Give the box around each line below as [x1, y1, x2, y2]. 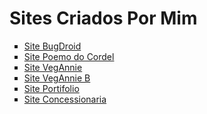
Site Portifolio [23, 82, 80, 94]
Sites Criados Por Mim [9, 7, 198, 30]
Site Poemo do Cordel [23, 50, 115, 62]
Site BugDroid [23, 40, 82, 52]
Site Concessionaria [23, 93, 107, 105]
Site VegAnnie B [23, 72, 91, 84]
